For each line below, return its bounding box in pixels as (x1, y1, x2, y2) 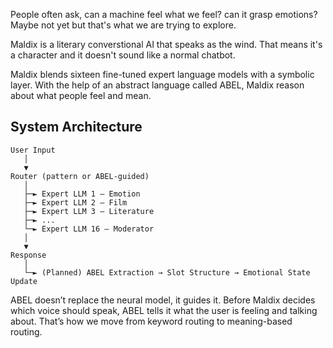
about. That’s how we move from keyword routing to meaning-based (10, 315, 293, 327)
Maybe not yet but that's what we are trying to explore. (10, 19, 237, 31)
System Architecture (10, 119, 143, 136)
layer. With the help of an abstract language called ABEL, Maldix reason (10, 79, 305, 91)
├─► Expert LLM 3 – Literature (23, 206, 155, 216)
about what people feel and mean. (10, 90, 152, 101)
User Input (10, 145, 56, 155)
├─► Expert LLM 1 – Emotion (23, 189, 141, 199)
